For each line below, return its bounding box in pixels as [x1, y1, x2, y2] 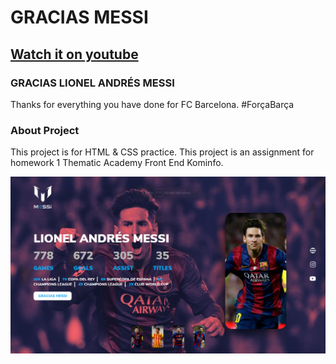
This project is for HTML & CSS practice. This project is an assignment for [10, 146, 315, 158]
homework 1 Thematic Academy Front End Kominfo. [10, 157, 224, 169]
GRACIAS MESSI [10, 6, 149, 29]
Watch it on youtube [10, 46, 139, 63]
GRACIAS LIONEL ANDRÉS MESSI [10, 76, 175, 90]
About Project [10, 123, 80, 137]
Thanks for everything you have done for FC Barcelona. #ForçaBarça [10, 98, 295, 110]
